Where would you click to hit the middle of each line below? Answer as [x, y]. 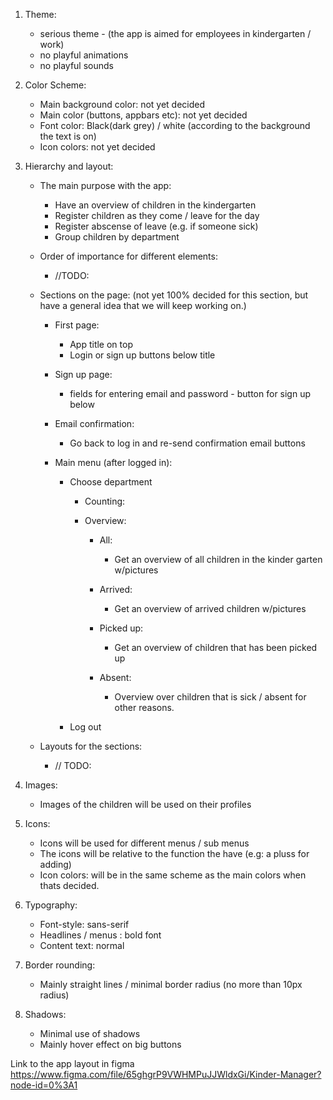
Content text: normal [82, 945]
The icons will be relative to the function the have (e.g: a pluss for [174, 853]
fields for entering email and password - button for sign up [190, 393]
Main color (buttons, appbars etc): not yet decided [143, 115]
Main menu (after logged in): [113, 462]
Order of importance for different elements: [128, 256]
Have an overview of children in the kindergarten [155, 205]
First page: [77, 325]
